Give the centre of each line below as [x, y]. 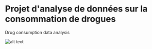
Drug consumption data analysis [37, 32]
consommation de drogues [60, 19]
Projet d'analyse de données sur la [76, 9]
